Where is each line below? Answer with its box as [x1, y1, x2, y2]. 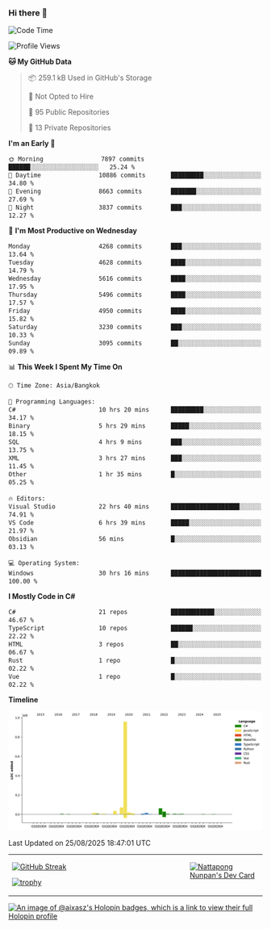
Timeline [8, 695, 39, 705]
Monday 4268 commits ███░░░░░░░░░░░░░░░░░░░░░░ [8, 242, 262, 251]
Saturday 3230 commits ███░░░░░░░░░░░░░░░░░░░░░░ [8, 323, 262, 332]
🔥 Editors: [8, 495, 46, 503]
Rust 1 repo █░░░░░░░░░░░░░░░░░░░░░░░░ [8, 657, 262, 665]
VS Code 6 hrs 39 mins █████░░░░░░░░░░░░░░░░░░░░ [8, 519, 262, 527]
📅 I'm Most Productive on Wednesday [8, 226, 137, 236]
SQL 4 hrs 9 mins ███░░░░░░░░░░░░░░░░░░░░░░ [8, 438, 262, 446]
